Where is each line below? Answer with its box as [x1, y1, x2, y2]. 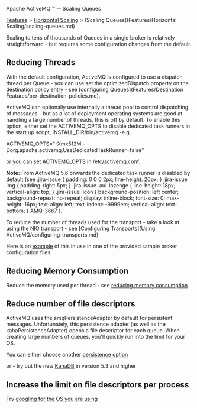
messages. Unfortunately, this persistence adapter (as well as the [6, 320, 166, 328]
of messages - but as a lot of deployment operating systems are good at [6, 109, 183, 117]
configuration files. [6, 248, 52, 256]
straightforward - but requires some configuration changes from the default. [6, 41, 192, 47]
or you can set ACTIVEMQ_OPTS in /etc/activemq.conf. [6, 158, 141, 165]
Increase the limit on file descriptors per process [6, 380, 189, 390]
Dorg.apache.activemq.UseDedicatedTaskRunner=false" [6, 146, 144, 153]
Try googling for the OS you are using [6, 396, 98, 403]
